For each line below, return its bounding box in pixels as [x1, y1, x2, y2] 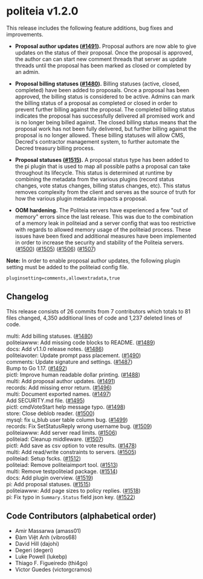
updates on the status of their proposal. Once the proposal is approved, [14, 49, 193, 56]
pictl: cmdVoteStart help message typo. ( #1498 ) [6, 403, 126, 410]
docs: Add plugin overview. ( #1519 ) [6, 474, 94, 481]
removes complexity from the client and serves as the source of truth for [14, 188, 196, 195]
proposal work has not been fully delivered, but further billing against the [14, 125, 197, 132]
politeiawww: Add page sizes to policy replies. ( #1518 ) [6, 487, 141, 494]
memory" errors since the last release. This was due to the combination [14, 213, 193, 220]
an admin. [14, 68, 40, 75]
